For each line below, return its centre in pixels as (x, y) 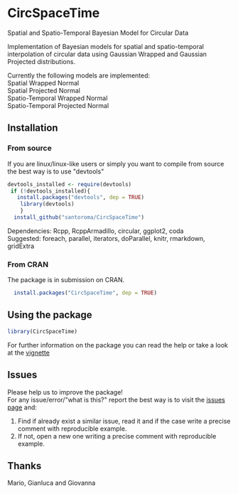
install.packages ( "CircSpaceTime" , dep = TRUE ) (86, 293)
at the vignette (28, 353)
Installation (33, 128)
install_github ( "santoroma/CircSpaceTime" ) (79, 218)
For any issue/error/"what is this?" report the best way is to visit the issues (116, 399)
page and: (22, 407)
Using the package (50, 315)
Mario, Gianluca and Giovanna (52, 483)
